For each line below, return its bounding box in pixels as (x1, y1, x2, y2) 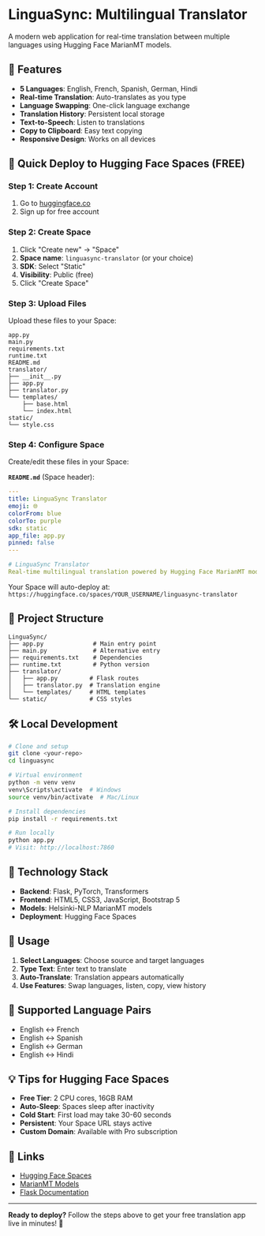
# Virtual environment (8, 771, 83, 779)
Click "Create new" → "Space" (19, 245, 120, 254)
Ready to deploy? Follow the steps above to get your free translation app (8, 1210, 246, 1220)
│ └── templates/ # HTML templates (8, 688, 147, 696)
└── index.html (22, 407, 73, 415)
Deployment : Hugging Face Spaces (19, 912, 136, 921)
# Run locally (8, 829, 55, 837)
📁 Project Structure (8, 612, 104, 625)
